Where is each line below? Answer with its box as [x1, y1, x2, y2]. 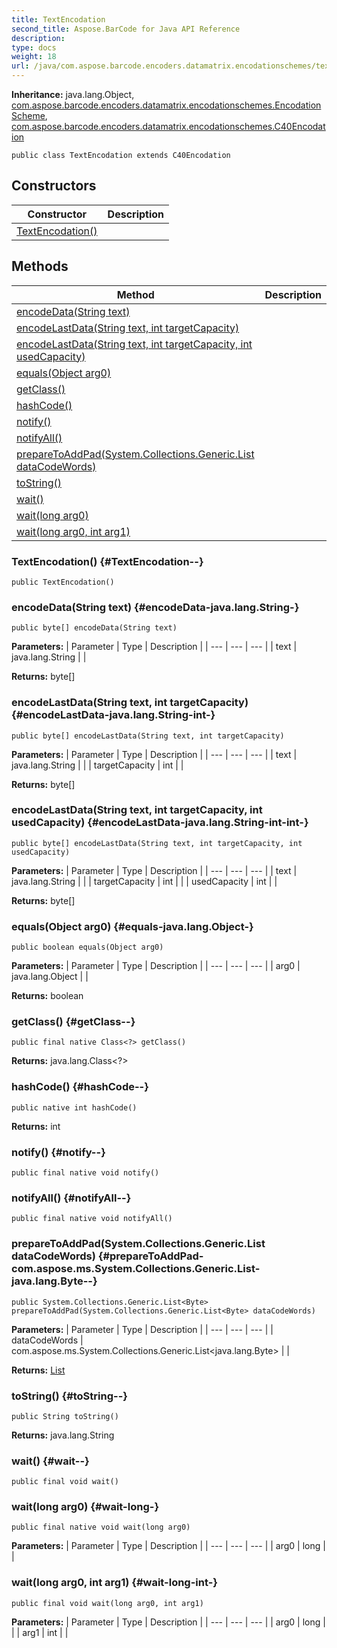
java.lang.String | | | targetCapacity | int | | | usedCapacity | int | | [11, 875, 278, 887]
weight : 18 [11, 52, 57, 62]
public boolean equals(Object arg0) [11, 942, 164, 953]
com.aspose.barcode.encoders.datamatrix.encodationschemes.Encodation [11, 99, 322, 111]
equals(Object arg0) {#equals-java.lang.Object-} [11, 919, 254, 933]
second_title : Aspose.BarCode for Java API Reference [11, 24, 241, 34]
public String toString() [11, 1411, 119, 1421]
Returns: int [11, 1120, 61, 1132]
